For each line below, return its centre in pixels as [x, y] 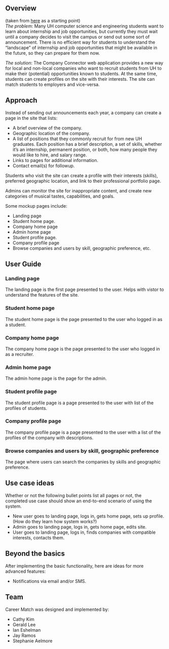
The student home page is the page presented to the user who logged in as [84, 319]
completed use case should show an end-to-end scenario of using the [79, 501]
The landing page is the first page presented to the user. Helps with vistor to [85, 289]
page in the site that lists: [31, 118]
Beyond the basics [35, 554]
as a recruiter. [20, 354]
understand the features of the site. [42, 295]
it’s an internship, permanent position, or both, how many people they [85, 149]
